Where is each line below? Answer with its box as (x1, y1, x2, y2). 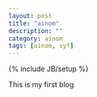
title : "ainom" (8, 19, 60, 27)
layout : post (8, 11, 53, 20)
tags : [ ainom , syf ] (8, 42, 74, 50)
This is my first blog (8, 80, 74, 90)
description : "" (8, 27, 63, 35)
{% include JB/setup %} (8, 64, 89, 74)
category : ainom (8, 34, 63, 43)
